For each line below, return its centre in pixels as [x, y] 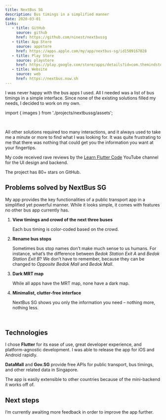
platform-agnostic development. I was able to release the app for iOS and [80, 350]
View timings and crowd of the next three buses [62, 219]
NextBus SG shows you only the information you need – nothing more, [84, 302]
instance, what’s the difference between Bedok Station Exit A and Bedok [86, 253]
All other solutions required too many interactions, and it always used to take [83, 132]
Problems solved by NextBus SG [56, 188]
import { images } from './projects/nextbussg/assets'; [59, 113]
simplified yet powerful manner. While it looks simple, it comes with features [83, 205]
